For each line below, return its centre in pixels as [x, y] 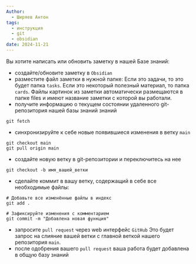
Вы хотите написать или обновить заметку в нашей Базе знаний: [88, 61]
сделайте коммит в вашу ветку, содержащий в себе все [86, 181]
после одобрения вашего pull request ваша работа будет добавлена [102, 248]
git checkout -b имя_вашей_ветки [47, 170]
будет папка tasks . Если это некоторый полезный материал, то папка [102, 85]
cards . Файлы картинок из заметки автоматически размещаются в [99, 92]
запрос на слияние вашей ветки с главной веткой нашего [87, 236]
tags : [13, 22]
